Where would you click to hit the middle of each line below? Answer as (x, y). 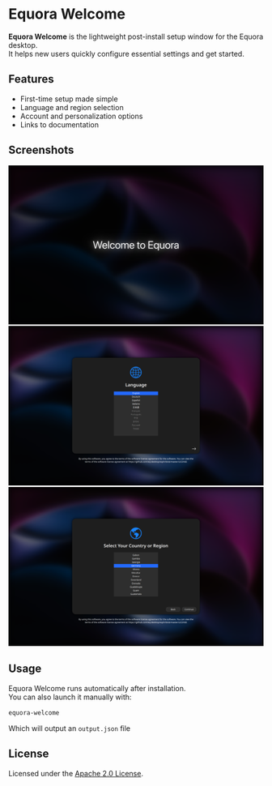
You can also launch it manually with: (70, 697)
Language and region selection (72, 107)
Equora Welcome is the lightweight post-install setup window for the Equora (136, 36)
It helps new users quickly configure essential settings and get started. (126, 53)
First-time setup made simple (69, 99)
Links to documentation (59, 124)
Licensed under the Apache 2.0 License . (76, 773)
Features (31, 79)
